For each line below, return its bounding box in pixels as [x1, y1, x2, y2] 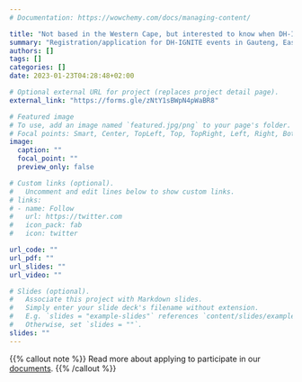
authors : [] [9, 46, 54, 55]
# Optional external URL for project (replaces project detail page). [9, 87, 280, 96]
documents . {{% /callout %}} [9, 362, 117, 374]
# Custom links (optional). [9, 178, 115, 187]
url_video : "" [9, 270, 63, 279]
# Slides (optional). [9, 286, 91, 296]
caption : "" [17, 146, 63, 155]
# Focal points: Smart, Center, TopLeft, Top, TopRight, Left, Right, [9, 129, 280, 138]
